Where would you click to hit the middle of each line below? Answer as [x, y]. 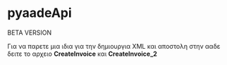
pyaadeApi [39, 13]
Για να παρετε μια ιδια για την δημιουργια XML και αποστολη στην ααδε [114, 46]
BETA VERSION [30, 32]
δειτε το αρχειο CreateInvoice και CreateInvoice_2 [82, 54]
